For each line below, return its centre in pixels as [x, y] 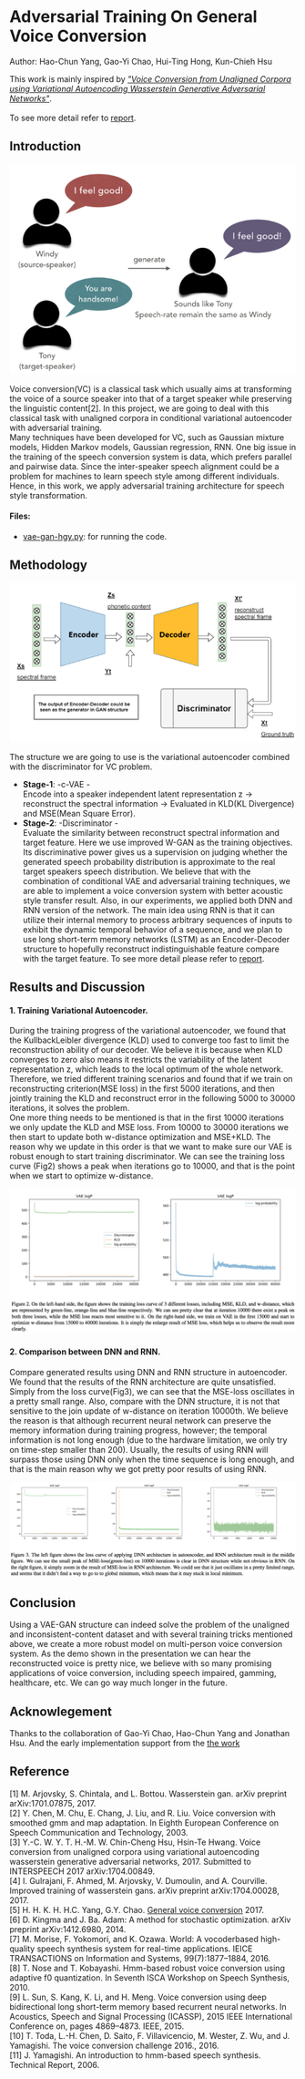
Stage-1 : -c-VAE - [56, 784]
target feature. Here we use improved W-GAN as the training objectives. [158, 842]
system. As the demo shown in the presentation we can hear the [130, 1654]
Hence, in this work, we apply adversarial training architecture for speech [147, 486]
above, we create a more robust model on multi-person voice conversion [146, 1644]
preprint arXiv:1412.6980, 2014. [68, 1929]
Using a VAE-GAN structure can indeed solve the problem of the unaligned [149, 1625]
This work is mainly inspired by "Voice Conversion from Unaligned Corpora [150, 78]
